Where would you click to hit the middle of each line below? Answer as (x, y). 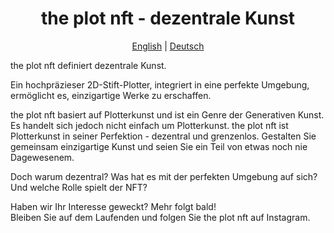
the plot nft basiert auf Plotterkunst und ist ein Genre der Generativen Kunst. (167, 114)
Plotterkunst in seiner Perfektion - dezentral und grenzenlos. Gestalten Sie (163, 136)
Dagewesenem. (42, 157)
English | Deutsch (168, 46)
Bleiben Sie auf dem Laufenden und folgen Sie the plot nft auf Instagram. (160, 217)
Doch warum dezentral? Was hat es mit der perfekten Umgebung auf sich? (164, 176)
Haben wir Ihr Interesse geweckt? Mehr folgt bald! (113, 206)
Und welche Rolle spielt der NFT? (79, 187)
